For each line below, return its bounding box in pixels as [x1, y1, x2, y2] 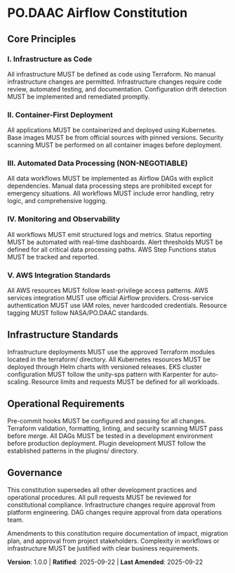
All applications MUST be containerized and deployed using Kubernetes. [7, 126, 217, 134]
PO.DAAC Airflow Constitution [7, 5, 188, 21]
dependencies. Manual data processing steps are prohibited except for [7, 181, 213, 191]
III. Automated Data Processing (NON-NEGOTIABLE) [7, 158, 188, 168]
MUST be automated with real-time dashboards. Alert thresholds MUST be [7, 238, 223, 246]
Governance [7, 467, 62, 479]
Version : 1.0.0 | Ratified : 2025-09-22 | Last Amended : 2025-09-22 [7, 558, 203, 566]
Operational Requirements [7, 398, 125, 410]
